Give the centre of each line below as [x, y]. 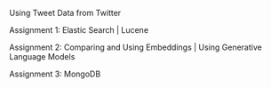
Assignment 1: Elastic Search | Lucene [79, 30]
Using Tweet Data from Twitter [65, 13]
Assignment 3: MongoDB [55, 74]
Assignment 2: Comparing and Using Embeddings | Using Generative [135, 47]
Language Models [42, 56]
